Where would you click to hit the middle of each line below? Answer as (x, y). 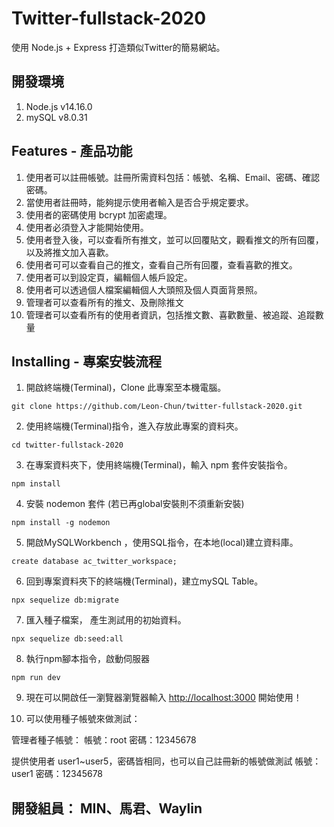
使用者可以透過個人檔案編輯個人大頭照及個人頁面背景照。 (144, 289)
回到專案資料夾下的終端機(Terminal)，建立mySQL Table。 (144, 581)
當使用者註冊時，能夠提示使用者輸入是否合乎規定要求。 (139, 202)
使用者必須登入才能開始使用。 (87, 227)
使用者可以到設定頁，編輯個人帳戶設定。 (109, 277)
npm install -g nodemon (61, 523)
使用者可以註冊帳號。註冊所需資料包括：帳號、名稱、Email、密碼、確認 (173, 177)
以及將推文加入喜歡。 (69, 252)
